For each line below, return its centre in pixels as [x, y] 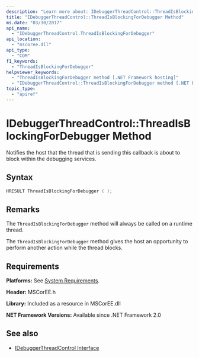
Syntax [20, 177]
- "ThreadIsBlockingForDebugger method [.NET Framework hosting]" [95, 78]
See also [22, 334]
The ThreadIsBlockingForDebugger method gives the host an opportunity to [97, 242]
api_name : [18, 28]
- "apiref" [25, 94]
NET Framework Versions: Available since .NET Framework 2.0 [84, 315]
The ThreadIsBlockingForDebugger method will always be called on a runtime [99, 224]
